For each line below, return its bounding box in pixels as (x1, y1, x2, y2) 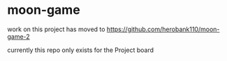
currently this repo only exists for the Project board (7, 46, 154, 54)
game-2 (7, 32, 30, 40)
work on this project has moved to (7, 25, 105, 33)
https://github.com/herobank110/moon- (106, 25, 220, 33)
